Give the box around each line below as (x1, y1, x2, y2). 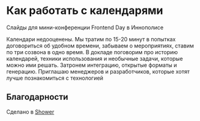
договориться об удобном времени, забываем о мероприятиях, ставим (6, 42, 194, 49)
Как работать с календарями (6, 4, 163, 18)
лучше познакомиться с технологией (6, 74, 104, 81)
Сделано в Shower (6, 108, 55, 116)
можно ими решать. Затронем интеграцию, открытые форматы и (6, 61, 177, 69)
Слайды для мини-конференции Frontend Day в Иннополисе (6, 24, 164, 31)
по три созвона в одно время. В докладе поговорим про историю (6, 48, 178, 55)
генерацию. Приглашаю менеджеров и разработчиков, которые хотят (6, 67, 190, 75)
